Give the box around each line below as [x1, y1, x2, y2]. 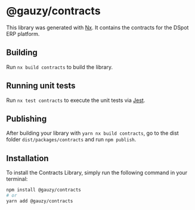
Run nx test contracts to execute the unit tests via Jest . [6, 97, 146, 104]
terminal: [6, 175, 28, 183]
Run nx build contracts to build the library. [6, 63, 113, 70]
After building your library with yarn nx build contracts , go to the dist [6, 129, 179, 137]
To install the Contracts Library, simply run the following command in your [6, 169, 188, 177]
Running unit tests [6, 81, 76, 91]
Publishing [6, 113, 47, 123]
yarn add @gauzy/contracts [6, 198, 73, 204]
